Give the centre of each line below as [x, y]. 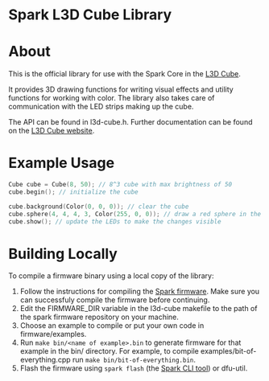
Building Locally [63, 254]
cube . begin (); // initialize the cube [73, 192]
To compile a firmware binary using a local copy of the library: [111, 276]
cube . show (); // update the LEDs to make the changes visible [115, 221]
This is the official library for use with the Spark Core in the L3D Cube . [125, 74]
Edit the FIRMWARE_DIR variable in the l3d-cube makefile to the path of [139, 309]
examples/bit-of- [228, 351]
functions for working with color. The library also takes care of [112, 98]
